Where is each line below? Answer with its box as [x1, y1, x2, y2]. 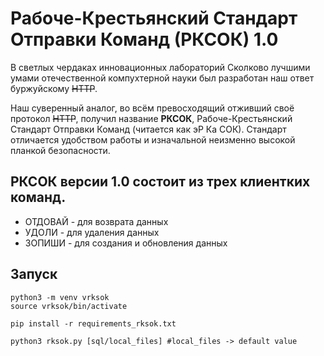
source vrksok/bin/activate [10, 301, 128, 311]
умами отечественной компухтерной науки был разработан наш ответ [10, 72, 315, 84]
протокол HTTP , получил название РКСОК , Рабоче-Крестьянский [10, 112, 293, 124]
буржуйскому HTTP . [10, 82, 98, 94]
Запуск [10, 266, 58, 283]
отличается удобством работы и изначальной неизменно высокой [10, 133, 296, 146]
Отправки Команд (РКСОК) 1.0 [10, 28, 279, 51]
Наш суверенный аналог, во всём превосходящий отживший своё [10, 102, 295, 114]
